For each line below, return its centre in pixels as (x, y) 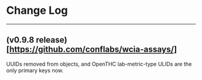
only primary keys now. (35, 70)
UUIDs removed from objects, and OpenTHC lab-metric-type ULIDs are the (99, 64)
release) (51, 40)
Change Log (37, 11)
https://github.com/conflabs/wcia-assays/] (93, 50)
